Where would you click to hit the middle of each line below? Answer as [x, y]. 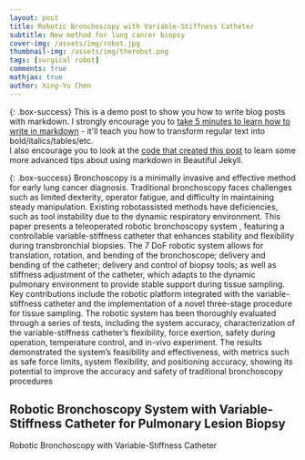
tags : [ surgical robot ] [55, 60]
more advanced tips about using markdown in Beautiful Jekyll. [127, 159]
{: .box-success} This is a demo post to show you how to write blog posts [147, 111]
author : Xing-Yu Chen [51, 86]
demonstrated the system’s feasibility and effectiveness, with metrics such [149, 352]
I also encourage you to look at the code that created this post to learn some [153, 150]
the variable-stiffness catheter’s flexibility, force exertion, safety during [142, 332]
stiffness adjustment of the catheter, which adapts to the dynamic [133, 274]
